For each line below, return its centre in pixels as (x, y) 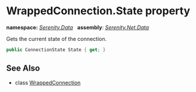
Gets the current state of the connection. (56, 39)
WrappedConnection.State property (98, 11)
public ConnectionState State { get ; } (56, 50)
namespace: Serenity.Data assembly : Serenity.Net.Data (78, 27)
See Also (23, 69)
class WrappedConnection (48, 83)
